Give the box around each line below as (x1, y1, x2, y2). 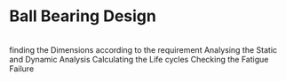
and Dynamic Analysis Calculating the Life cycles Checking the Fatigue (9, 54, 269, 64)
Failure (9, 63, 35, 74)
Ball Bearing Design (9, 6, 157, 26)
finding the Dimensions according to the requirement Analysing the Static (9, 44, 278, 55)
